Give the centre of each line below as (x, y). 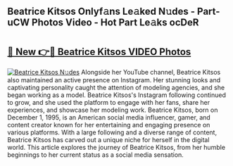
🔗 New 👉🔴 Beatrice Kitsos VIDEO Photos (99, 52)
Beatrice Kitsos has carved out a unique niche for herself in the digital (108, 140)
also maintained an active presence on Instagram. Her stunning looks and (114, 80)
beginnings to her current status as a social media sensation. (96, 155)
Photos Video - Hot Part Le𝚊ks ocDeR (115, 23)
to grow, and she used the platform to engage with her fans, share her (109, 102)
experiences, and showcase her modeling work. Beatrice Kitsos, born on (113, 110)
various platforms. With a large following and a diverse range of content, (112, 132)
